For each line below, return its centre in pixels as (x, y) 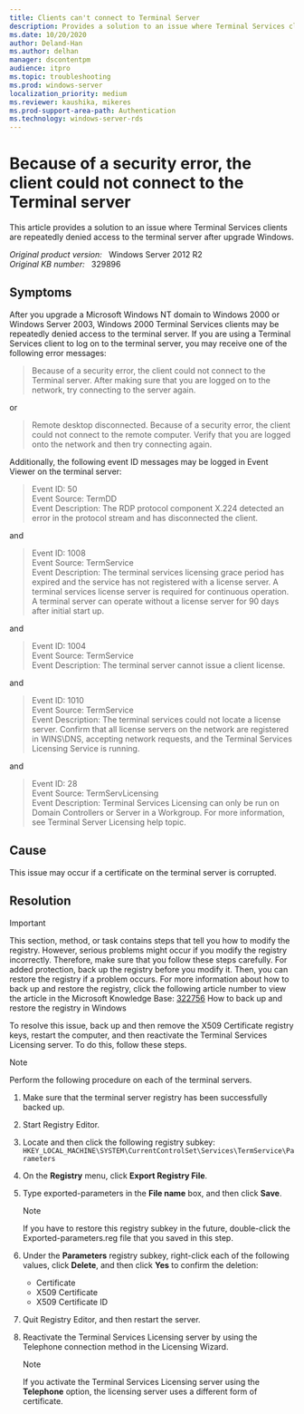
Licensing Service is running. (85, 748)
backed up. (43, 1107)
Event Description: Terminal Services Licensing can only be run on (156, 802)
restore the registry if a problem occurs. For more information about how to (149, 979)
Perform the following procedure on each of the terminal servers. (131, 1080)
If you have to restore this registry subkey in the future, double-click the (157, 1228)
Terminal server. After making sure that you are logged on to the (151, 380)
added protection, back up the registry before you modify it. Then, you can (149, 969)
